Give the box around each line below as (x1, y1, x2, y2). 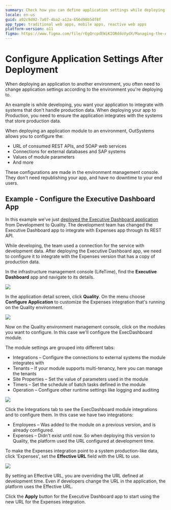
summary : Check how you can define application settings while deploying (5, 7, 165, 13)
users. (5, 180, 19, 186)
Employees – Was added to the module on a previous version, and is (12, 421, 156, 427)
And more (12, 159, 34, 165)
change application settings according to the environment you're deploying (5, 86, 163, 92)
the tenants (12, 370, 37, 376)
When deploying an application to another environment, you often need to (5, 81, 160, 87)
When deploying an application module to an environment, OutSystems (5, 127, 155, 134)
